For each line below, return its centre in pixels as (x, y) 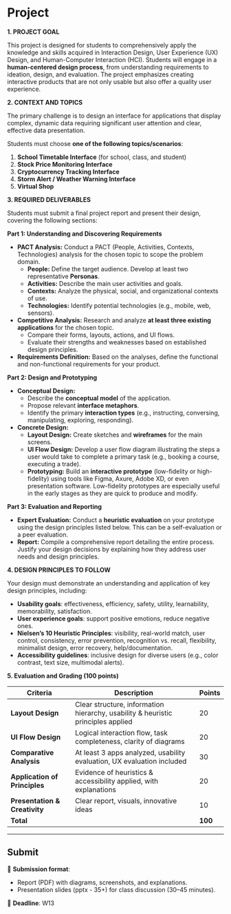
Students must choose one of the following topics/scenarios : (95, 143)
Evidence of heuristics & (114, 772)
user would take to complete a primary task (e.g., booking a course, (123, 457)
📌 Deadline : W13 (31, 903)
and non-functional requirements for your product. (88, 364)
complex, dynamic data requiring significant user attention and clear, (104, 123)
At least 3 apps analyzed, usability (130, 752)
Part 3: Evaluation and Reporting (54, 506)
